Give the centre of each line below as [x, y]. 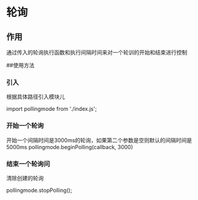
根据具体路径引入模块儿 [36, 97]
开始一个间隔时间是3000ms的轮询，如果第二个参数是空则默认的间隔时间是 [99, 140]
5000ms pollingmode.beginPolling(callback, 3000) [70, 147]
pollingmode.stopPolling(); [39, 190]
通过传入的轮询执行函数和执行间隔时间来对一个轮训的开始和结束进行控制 [97, 52]
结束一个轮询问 [28, 164]
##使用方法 [20, 65]
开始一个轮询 [25, 126]
